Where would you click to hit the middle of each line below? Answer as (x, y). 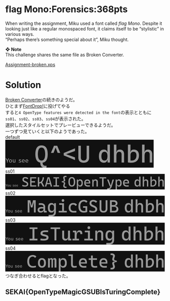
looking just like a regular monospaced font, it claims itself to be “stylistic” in (85, 28)
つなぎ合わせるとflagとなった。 (38, 276)
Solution (23, 85)
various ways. (20, 34)
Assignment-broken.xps (30, 64)
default (13, 137)
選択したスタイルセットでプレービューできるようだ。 (60, 125)
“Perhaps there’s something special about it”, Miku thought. (67, 40)
